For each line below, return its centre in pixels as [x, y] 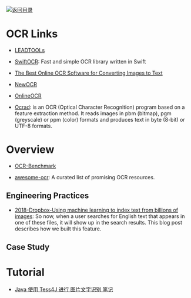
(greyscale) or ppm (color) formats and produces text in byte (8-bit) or [100, 119]
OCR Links [32, 34]
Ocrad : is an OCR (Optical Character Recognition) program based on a [100, 107]
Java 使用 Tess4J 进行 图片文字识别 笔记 [64, 289]
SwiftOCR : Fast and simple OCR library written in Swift [80, 61]
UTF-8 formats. [33, 126]
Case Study [28, 247]
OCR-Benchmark [35, 166]
